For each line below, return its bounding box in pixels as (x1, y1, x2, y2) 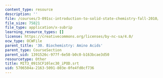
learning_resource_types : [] (5, 30, 64, 34)
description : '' (5, 12, 38, 16)
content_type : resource (5, 7, 53, 12)
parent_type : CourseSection (5, 47, 62, 52)
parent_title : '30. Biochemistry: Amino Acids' (5, 43, 103, 48)
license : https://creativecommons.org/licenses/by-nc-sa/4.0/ (5, 34, 133, 39)
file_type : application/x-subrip (5, 25, 73, 30)
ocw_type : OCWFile (5, 39, 42, 44)
